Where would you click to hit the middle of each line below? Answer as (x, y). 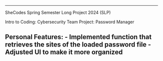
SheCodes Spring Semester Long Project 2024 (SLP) (58, 12)
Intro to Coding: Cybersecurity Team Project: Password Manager (70, 22)
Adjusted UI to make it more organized (64, 52)
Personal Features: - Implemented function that (78, 37)
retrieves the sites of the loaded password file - (78, 45)
